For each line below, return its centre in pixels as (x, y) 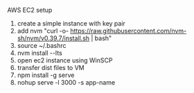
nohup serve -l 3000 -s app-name (66, 82)
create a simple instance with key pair (71, 23)
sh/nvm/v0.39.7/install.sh (53, 38)
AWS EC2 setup (30, 10)
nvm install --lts (39, 53)
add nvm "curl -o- (43, 31)
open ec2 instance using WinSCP (65, 60)
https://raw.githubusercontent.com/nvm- (129, 31)
